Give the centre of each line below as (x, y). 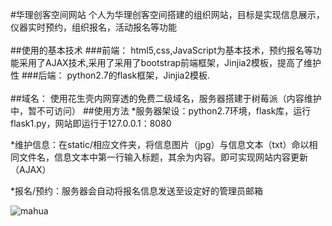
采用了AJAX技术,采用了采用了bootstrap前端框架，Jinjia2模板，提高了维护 (170, 62)
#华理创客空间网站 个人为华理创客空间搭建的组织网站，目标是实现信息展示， (167, 14)
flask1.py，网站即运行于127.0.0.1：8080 (91, 123)
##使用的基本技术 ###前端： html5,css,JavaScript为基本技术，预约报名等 (161, 50)
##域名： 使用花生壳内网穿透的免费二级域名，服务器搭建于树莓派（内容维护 (166, 98)
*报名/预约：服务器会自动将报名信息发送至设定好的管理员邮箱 (137, 191)
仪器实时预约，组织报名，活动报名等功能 (93, 27)
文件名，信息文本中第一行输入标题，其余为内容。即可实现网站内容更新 (163, 157)
